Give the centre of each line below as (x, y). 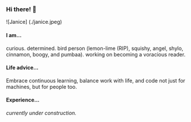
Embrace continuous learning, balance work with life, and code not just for (96, 80)
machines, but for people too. (41, 87)
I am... (14, 35)
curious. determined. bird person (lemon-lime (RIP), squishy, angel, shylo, (95, 48)
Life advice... (22, 68)
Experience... (23, 100)
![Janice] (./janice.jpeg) (34, 22)
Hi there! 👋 (21, 9)
